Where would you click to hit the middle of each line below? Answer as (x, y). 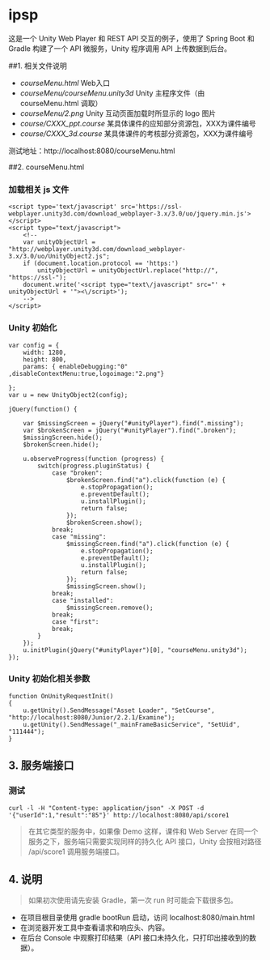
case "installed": (82, 600)
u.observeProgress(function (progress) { (93, 459)
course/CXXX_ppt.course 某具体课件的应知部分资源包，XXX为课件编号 (138, 123)
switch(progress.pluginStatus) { (94, 466)
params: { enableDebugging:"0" (76, 366)
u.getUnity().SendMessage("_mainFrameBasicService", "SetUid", (132, 724)
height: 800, (45, 359)
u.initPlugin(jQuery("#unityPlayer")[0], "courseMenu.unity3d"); (135, 650)
